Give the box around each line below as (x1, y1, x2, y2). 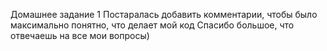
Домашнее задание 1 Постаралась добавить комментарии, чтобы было (10, 9, 318, 20)
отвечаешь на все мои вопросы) (10, 30, 150, 41)
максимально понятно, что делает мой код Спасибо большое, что (10, 19, 295, 31)
